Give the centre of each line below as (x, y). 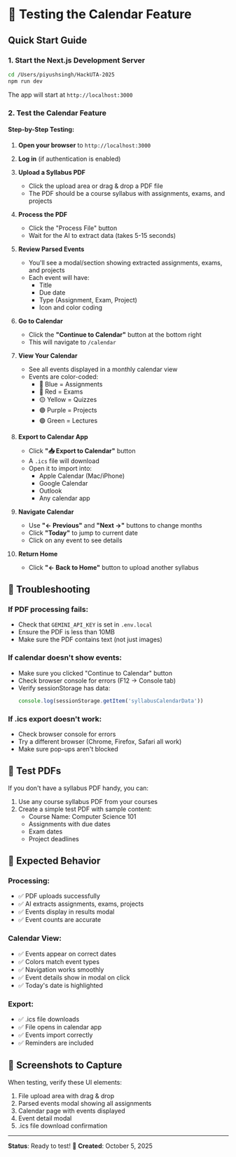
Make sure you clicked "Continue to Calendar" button (95, 673)
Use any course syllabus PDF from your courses (88, 801)
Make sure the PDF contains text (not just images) (90, 640)
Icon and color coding (70, 307)
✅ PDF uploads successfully (59, 896)
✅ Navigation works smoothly (61, 969)
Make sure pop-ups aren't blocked (68, 749)
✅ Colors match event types (59, 961)
